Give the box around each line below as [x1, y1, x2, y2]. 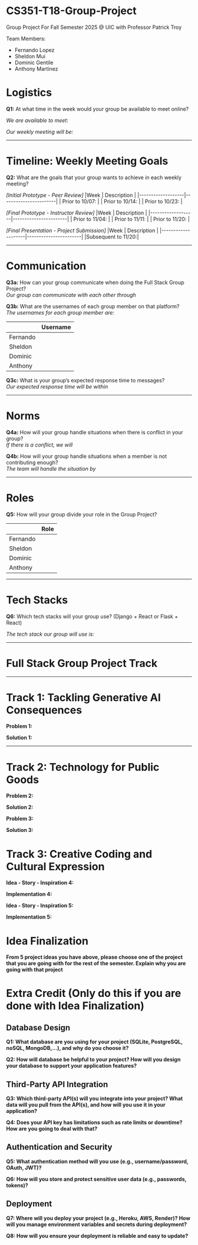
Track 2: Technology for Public [6, 760, 160, 774]
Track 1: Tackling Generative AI [6, 691, 161, 704]
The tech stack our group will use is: [6, 630, 94, 638]
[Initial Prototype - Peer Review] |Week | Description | [6, 191, 137, 199]
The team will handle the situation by [6, 465, 96, 472]
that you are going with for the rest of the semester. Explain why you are [6, 960, 186, 967]
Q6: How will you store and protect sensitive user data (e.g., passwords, [6, 1175, 187, 1183]
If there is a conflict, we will [6, 441, 73, 448]
